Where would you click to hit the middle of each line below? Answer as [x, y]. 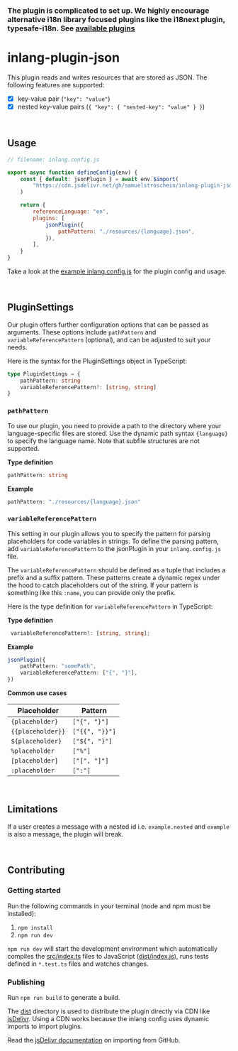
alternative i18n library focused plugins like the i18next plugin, [116, 19]
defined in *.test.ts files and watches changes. [78, 964]
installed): [22, 913]
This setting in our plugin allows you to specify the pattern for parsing [109, 533]
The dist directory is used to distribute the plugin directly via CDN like [109, 1011]
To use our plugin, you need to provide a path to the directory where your [114, 425]
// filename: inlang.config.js [53, 159]
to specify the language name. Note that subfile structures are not [103, 441]
